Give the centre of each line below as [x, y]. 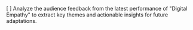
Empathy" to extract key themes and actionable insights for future [87, 15]
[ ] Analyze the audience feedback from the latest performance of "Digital [97, 9]
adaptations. [22, 21]
